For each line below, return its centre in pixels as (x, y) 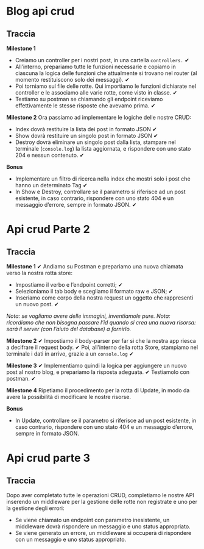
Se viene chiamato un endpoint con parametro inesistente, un (92, 520)
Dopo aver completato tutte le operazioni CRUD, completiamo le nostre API (100, 495)
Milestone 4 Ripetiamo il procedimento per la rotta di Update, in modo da (98, 390)
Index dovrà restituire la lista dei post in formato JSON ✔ (86, 129)
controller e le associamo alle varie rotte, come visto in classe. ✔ (96, 92)
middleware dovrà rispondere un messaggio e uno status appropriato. (103, 526)
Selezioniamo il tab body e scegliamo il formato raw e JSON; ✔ (94, 291)
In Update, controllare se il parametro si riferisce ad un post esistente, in (106, 420)
